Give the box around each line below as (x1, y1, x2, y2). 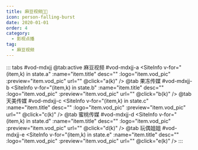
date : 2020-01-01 (6, 19, 49, 25)
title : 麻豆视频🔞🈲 (6, 8, 48, 15)
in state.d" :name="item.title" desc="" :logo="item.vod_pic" (26, 117, 171, 124)
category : (6, 31, 31, 36)
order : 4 (6, 25, 28, 31)
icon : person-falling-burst (6, 14, 76, 20)
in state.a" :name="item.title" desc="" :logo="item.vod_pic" (26, 70, 171, 77)
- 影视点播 (11, 36, 35, 42)
